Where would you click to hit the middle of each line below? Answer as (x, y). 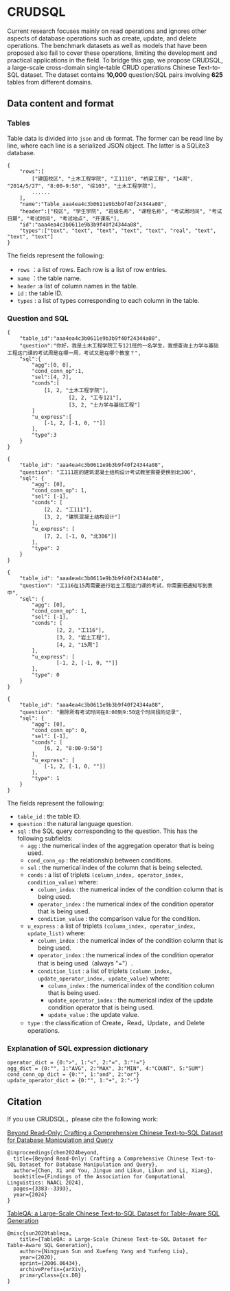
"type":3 (44, 435)
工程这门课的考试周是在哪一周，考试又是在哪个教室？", (74, 353)
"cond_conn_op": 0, (60, 730)
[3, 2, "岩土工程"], (83, 637)
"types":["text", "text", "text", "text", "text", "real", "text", (118, 231)
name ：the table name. (49, 278)
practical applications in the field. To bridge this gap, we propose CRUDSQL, (115, 60)
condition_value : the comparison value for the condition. (119, 918)
